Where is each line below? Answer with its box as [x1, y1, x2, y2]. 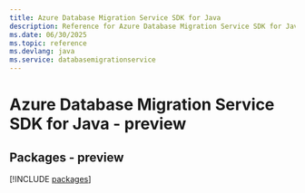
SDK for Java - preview [9, 114, 187, 134]
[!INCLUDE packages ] [9, 174, 92, 184]
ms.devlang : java [9, 47, 75, 56]
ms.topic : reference [9, 38, 88, 48]
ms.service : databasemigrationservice [9, 55, 156, 64]
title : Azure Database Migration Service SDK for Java [9, 13, 221, 23]
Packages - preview [9, 150, 124, 165]
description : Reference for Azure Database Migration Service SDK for [9, 22, 282, 31]
